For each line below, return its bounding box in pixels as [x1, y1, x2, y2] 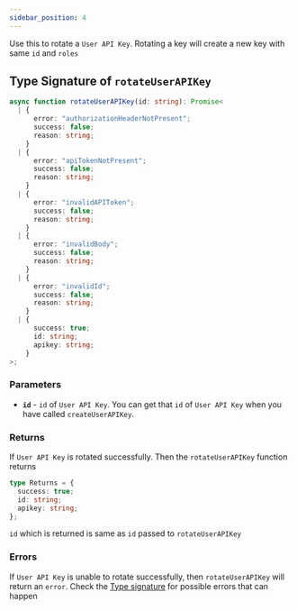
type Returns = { [9, 478, 75, 487]
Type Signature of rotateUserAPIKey [9, 74, 211, 89]
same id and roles [9, 47, 79, 59]
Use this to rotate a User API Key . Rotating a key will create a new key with [9, 38, 285, 49]
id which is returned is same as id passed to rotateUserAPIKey [9, 528, 241, 539]
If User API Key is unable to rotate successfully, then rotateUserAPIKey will [9, 571, 285, 582]
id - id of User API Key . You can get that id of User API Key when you [22, 398, 282, 410]
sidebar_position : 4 [9, 13, 87, 23]
